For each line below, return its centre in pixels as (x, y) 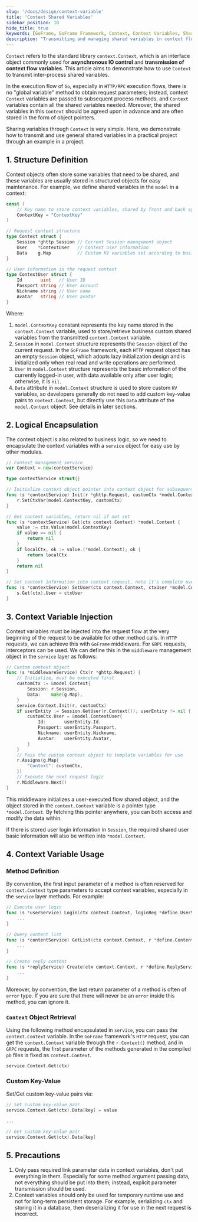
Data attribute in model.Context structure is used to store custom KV (96, 387)
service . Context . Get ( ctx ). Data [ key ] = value (62, 1110)
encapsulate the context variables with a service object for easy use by (93, 445)
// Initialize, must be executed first (66, 678)
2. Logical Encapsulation (52, 425)
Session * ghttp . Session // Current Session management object (95, 242)
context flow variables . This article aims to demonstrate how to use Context (99, 68)
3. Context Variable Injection (60, 617)
